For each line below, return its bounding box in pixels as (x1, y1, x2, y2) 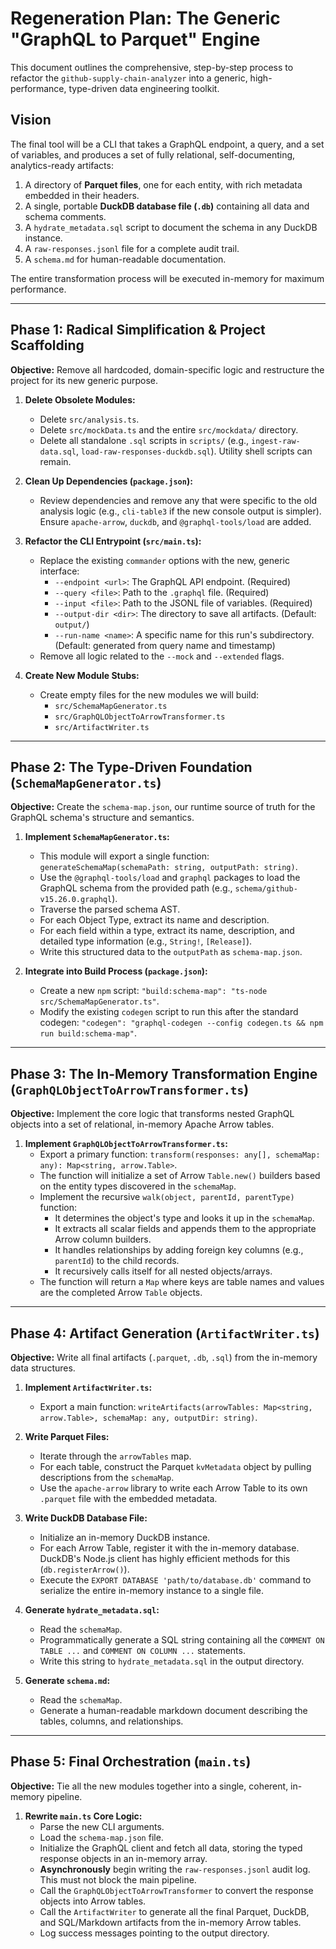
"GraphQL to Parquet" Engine (10, 28, 261, 51)
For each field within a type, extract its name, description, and (39, 925, 295, 937)
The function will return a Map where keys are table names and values (39, 1276, 325, 1288)
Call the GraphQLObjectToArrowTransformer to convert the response (39, 1884, 314, 1896)
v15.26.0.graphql (39, 895, 113, 905)
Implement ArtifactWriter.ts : (24, 1382, 153, 1393)
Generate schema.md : (24, 1675, 111, 1686)
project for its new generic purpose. (10, 374, 158, 386)
